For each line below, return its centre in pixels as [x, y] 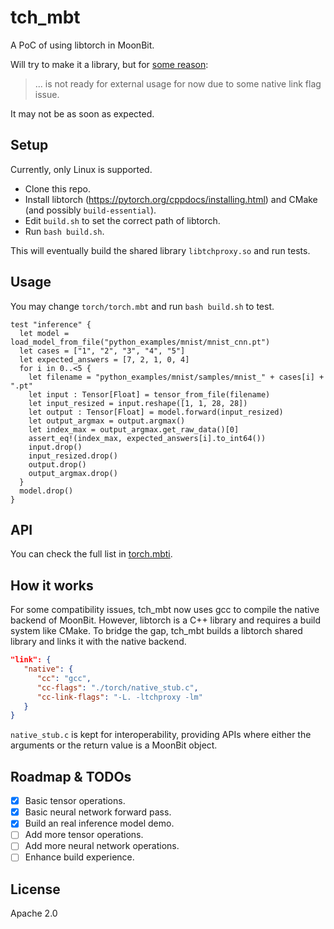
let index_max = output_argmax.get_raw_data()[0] [134, 429]
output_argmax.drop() [73, 473]
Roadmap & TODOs [71, 776]
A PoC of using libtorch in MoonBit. [82, 45]
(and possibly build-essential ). [90, 210]
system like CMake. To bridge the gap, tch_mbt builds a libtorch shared [156, 631]
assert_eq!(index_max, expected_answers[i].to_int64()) [147, 438]
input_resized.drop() [73, 456]
